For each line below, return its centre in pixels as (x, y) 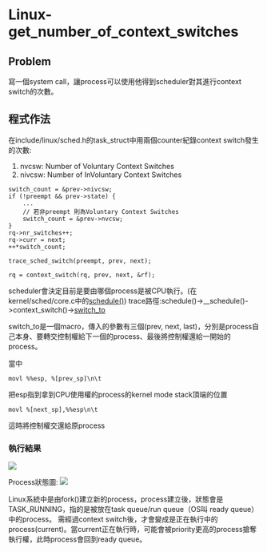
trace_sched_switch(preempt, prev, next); (80, 261)
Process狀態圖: (33, 482)
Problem (30, 61)
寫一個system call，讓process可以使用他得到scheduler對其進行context (125, 81)
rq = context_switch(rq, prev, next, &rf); (82, 275)
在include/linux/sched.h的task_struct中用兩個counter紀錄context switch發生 (134, 140)
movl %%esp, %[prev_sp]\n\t (55, 378)
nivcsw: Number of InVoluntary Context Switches (101, 175)
